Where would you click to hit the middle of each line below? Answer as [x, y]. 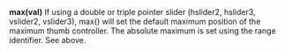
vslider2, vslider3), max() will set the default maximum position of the [135, 22]
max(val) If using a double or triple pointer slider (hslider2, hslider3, [132, 12]
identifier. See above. [48, 41]
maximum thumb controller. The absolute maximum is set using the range [142, 31]
